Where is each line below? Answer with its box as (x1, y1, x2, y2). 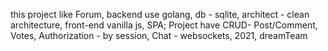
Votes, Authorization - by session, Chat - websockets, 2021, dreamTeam (10, 30, 308, 41)
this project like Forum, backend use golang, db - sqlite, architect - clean (10, 9, 310, 20)
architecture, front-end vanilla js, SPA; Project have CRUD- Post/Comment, (10, 19, 318, 31)
